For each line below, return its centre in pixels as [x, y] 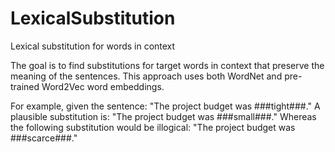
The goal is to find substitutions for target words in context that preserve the [167, 65]
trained [25, 86]
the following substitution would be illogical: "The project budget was [153, 127]
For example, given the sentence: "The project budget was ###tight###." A [165, 106]
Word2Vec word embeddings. [103, 86]
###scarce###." [44, 138]
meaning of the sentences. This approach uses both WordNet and [146, 76]
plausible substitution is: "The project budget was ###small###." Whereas [163, 116]
